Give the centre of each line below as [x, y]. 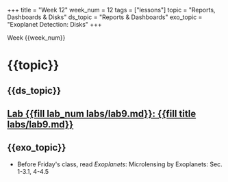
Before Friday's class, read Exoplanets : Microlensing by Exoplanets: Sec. [119, 164]
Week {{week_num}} [36, 38]
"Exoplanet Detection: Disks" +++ [55, 24]
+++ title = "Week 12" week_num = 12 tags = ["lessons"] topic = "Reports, [111, 10]
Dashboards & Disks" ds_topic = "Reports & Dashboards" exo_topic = [105, 17]
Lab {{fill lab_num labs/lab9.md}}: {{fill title [102, 113]
